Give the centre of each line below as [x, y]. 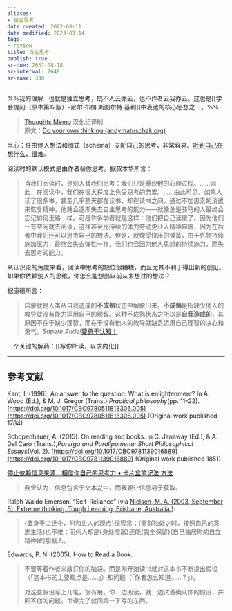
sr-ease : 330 [26, 78]
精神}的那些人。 [47, 540]
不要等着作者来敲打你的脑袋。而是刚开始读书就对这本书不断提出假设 [121, 569]
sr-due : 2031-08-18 [35, 65]
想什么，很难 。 [28, 154]
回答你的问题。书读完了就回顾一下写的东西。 [88, 601]
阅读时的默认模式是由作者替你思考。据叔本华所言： [80, 169]
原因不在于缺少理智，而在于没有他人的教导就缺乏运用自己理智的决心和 [124, 323]
